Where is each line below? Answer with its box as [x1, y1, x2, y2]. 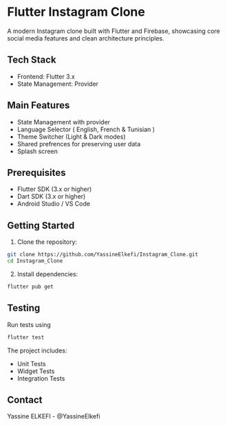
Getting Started [7, 219, 75, 231]
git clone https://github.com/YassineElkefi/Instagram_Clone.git [7, 251, 198, 258]
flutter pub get [7, 283, 54, 290]
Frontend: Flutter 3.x [17, 72, 76, 80]
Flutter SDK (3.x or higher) [17, 185, 92, 193]
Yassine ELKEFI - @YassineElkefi [7, 412, 100, 421]
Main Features [7, 100, 70, 111]
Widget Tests [17, 367, 55, 375]
